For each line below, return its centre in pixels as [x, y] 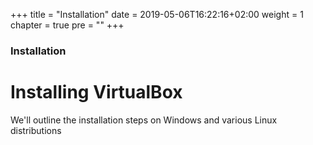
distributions [36, 130]
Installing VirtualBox [96, 92]
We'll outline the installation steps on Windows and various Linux [144, 120]
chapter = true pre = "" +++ [67, 25]
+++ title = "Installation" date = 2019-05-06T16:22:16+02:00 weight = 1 [157, 14]
